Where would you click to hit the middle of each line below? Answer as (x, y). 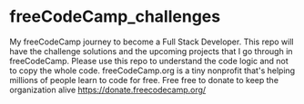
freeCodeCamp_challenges (115, 17)
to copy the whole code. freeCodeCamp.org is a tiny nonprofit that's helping (152, 71)
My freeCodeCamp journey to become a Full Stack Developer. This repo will (152, 42)
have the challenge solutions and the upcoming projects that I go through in (151, 51)
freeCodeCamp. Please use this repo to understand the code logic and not (149, 61)
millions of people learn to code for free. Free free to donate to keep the (144, 80)
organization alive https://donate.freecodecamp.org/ (108, 90)
